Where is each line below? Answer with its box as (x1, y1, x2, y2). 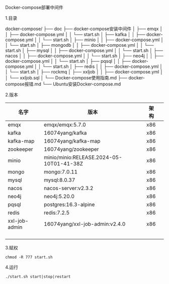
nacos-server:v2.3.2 (43, 185, 94, 192)
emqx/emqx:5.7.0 (43, 121, 87, 128)
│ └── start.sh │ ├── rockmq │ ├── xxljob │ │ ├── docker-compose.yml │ (5, 69, 163, 74)
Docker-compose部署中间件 (5, 5, 64, 10)
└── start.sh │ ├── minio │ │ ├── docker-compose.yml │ (42, 37, 164, 43)
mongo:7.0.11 (43, 168, 78, 175)
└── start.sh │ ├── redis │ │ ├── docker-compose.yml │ (42, 63, 163, 69)
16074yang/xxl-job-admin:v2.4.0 (43, 221, 126, 227)
